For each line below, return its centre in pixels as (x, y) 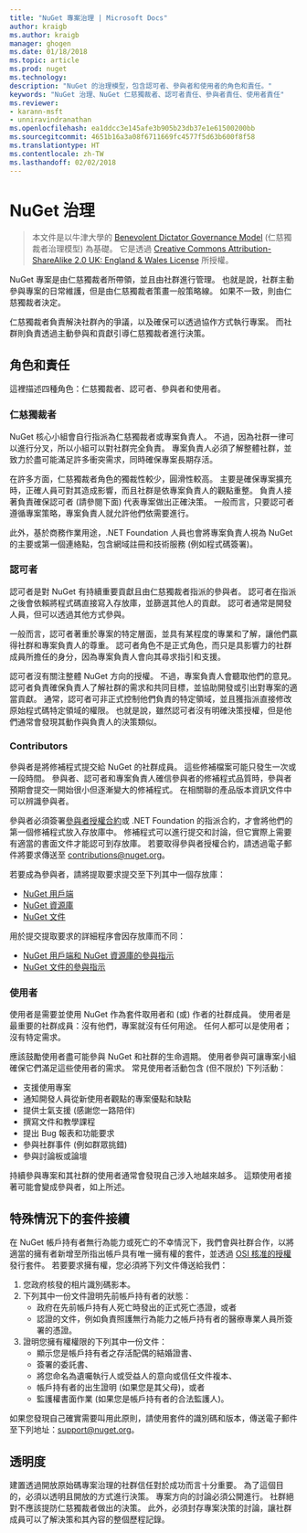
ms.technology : (38, 78)
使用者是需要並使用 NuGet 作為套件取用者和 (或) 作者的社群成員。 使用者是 (150, 1015)
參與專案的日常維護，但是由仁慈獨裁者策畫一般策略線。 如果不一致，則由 (147, 291)
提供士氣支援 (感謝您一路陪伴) (79, 1111)
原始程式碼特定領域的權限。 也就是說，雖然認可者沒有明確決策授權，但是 (147, 710)
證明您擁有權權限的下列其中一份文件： (95, 1342)
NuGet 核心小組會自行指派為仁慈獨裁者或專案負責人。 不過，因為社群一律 (148, 436)
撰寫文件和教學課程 (59, 1122)
